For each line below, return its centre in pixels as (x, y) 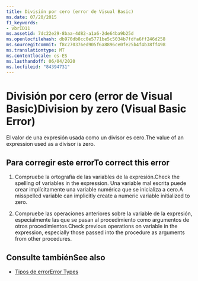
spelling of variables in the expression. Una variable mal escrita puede (100, 183)
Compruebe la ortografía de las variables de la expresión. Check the (97, 177)
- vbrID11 (18, 28)
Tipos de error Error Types (47, 272)
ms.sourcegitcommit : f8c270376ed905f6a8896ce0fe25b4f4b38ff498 (86, 45)
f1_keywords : (22, 23)
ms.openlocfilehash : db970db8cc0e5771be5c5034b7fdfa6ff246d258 (86, 39)
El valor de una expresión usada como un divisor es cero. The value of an (95, 138)
